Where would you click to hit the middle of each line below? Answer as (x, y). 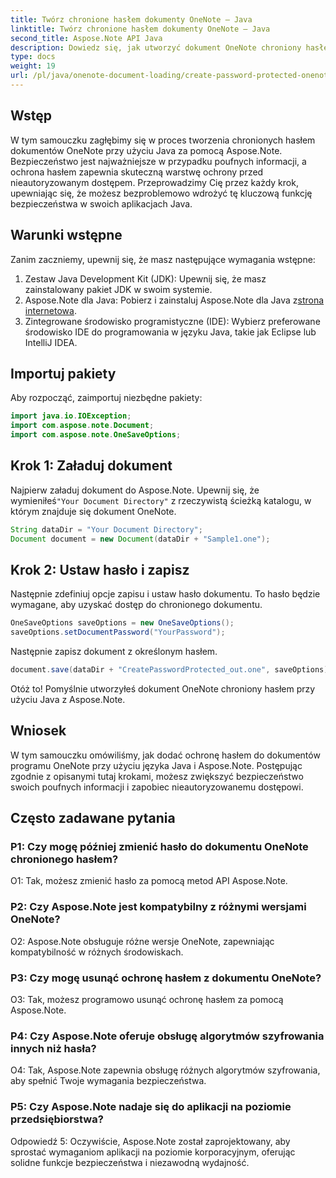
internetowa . (50, 310)
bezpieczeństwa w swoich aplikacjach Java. (101, 203)
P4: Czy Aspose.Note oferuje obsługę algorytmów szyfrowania (167, 1036)
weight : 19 (33, 66)
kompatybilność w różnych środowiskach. (97, 952)
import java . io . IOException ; (71, 416)
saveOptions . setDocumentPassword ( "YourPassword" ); (118, 632)
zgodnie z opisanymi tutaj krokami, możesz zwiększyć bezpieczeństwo (157, 776)
